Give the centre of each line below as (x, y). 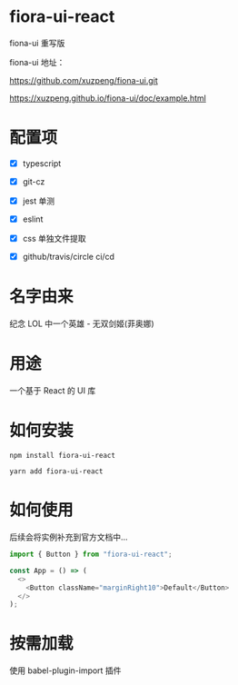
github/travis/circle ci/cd (69, 257)
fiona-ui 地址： (37, 62)
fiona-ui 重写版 (37, 43)
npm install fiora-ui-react (63, 456)
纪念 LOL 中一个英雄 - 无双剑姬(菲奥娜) (82, 323)
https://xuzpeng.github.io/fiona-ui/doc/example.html (108, 98)
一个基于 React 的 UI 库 (53, 391)
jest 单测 (39, 201)
